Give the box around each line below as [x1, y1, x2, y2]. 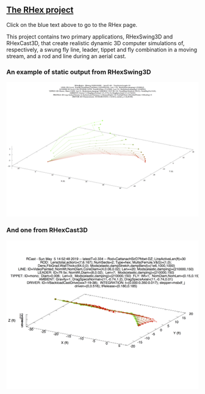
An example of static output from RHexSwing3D [6, 67, 151, 76]
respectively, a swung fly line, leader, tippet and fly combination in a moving [6, 46, 197, 53]
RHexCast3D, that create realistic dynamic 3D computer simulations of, [6, 39, 185, 46]
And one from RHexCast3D [6, 226, 88, 235]
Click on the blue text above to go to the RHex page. [6, 21, 138, 28]
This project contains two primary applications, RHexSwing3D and [6, 33, 173, 40]
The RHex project [6, 5, 74, 15]
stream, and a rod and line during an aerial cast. [6, 52, 127, 60]
